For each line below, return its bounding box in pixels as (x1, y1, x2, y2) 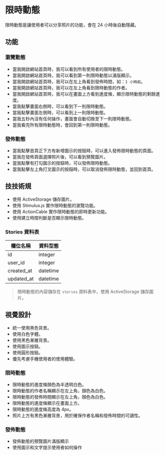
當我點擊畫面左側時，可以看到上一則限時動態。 (12, 110, 108, 115)
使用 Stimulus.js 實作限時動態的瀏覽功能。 (12, 202, 98, 208)
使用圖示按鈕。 (12, 343, 43, 349)
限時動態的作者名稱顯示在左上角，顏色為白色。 (12, 388, 108, 394)
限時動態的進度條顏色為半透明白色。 (12, 382, 87, 388)
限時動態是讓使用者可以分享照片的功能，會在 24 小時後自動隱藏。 (5, 22, 139, 28)
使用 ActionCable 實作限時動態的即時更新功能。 (12, 209, 110, 215)
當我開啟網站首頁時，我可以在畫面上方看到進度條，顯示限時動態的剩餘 (12, 91, 156, 97)
